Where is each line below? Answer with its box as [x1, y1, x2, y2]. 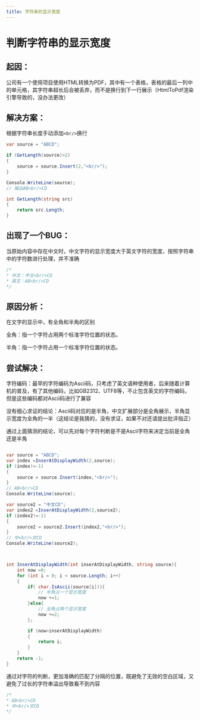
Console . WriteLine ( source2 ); [6, 541, 79, 547]
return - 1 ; [17, 656, 44, 662]
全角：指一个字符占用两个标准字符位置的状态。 [6, 331, 121, 339]
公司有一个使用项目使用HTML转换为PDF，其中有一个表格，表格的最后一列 [6, 79, 188, 86]
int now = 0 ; [17, 567, 46, 573]
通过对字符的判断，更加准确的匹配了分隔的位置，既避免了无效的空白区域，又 [6, 672, 194, 679]
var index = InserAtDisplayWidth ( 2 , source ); [6, 457, 116, 464]
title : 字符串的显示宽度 [6, 8, 61, 15]
